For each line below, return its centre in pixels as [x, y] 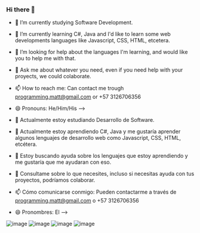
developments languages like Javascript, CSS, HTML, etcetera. [92, 41]
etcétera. [26, 144]
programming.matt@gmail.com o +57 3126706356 [77, 201]
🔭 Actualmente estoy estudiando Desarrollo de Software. [84, 120]
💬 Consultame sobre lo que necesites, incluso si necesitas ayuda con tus [104, 174]
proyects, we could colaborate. [53, 76]
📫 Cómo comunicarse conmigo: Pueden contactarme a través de [96, 192]
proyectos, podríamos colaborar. [55, 180]
